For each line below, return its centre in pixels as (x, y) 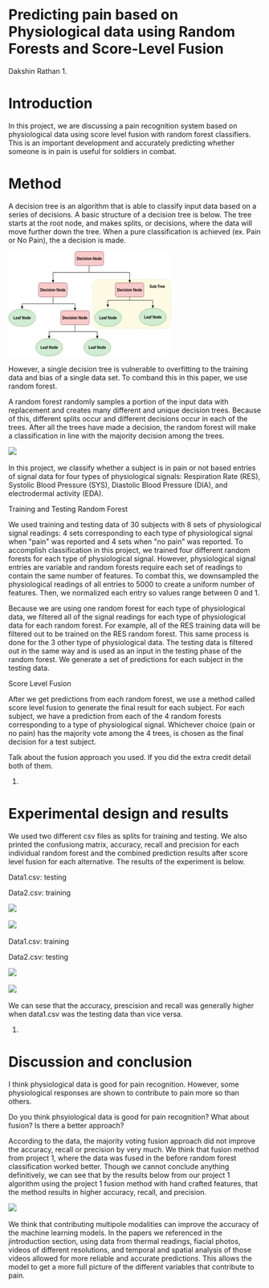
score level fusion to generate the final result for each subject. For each (126, 707)
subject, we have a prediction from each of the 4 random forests (115, 716)
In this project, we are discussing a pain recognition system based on (123, 125)
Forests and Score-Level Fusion (116, 49)
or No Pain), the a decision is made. (67, 240)
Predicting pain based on (94, 15)
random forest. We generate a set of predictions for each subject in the (126, 659)
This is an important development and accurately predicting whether (122, 143)
